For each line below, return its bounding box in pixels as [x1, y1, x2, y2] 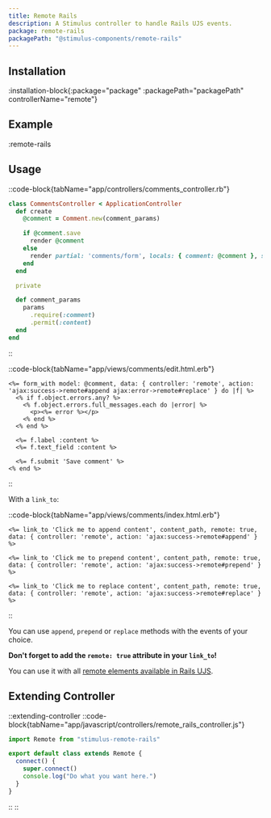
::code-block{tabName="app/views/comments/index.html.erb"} [8, 510, 220, 520]
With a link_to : [8, 494, 59, 504]
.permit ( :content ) [29, 318, 92, 327]
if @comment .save [23, 230, 81, 238]
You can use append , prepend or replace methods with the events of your [8, 626, 248, 635]
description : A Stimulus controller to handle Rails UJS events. [8, 19, 232, 27]
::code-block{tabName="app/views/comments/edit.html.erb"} [8, 364, 215, 373]
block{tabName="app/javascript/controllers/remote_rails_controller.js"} [8, 719, 245, 729]
